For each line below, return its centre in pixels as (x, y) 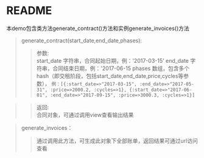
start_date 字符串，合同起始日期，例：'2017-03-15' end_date (113, 60)
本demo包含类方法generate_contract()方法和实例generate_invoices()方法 (98, 28)
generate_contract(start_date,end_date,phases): (81, 40)
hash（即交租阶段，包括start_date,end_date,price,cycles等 (110, 76)
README (29, 11)
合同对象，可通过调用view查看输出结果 (85, 115)
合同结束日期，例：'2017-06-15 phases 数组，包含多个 (121, 68)
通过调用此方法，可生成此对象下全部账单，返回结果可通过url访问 (117, 140)
